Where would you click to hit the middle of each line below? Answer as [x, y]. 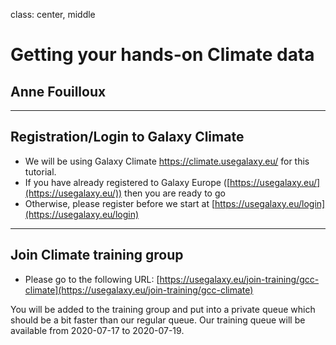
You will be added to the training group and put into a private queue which [163, 309]
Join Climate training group [97, 255]
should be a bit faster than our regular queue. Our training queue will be [158, 320]
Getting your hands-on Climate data [162, 55]
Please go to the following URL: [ [92, 279]
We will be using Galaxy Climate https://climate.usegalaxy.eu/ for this [167, 161]
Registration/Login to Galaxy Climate [127, 137]
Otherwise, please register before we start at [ [120, 203]
